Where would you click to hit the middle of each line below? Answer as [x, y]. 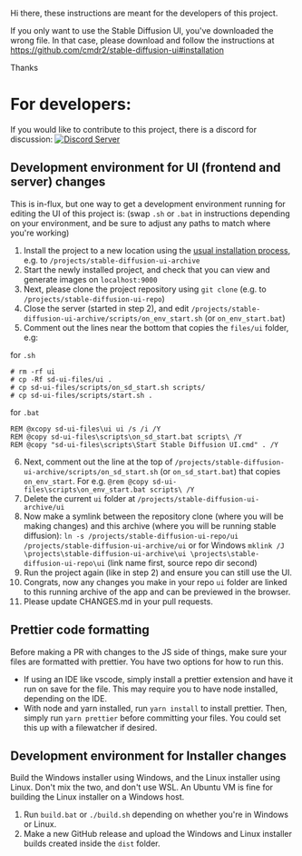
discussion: [32, 139]
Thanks [24, 68]
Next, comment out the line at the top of [98, 462]
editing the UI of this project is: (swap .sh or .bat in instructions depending [151, 214]
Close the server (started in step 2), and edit [106, 308]
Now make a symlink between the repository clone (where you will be [153, 516]
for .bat [25, 412]
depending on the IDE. [65, 698]
